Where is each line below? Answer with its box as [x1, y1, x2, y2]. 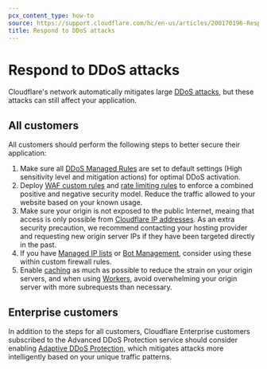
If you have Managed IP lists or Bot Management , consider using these [19, 249, 252, 258]
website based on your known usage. [19, 198, 143, 207]
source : [8, 19, 34, 27]
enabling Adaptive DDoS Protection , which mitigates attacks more [8, 343, 224, 353]
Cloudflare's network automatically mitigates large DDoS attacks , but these [8, 87, 254, 96]
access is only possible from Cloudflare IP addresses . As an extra [19, 214, 235, 224]
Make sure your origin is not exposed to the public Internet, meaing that [19, 206, 254, 216]
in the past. [19, 240, 57, 249]
